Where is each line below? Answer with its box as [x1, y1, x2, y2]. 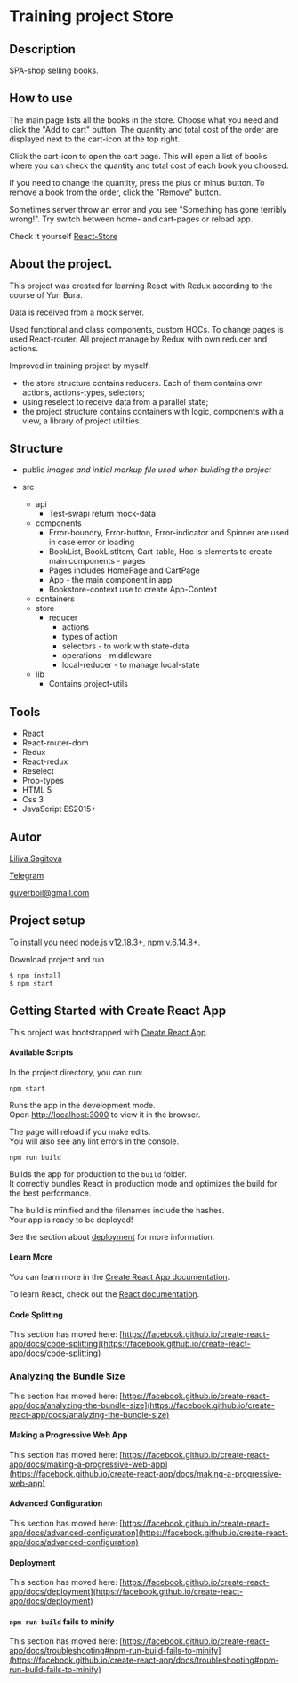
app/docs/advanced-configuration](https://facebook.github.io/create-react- [9, 1527, 289, 1538]
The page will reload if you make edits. [9, 1126, 151, 1137]
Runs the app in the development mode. [9, 1099, 156, 1110]
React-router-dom [21, 737, 89, 748]
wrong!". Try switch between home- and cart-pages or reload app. [9, 213, 254, 224]
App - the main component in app [48, 575, 173, 585]
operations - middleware [61, 650, 153, 661]
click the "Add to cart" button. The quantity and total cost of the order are [9, 124, 278, 134]
